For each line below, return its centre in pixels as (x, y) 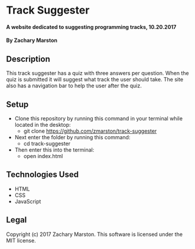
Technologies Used (42, 175)
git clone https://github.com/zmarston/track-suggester (90, 131)
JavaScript (28, 201)
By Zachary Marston (32, 40)
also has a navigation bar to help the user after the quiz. (74, 86)
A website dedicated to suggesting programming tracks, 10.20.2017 (91, 27)
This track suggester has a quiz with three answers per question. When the (97, 73)
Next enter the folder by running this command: (72, 137)
